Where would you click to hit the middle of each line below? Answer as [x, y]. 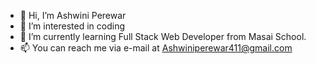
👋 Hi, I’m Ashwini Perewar [73, 15]
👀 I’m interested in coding [72, 26]
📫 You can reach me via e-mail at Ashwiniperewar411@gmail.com [156, 48]
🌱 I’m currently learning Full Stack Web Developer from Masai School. [163, 36]
